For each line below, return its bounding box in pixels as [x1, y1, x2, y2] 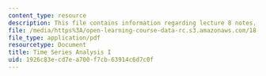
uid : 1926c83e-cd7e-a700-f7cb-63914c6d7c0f [8, 56, 154, 64]
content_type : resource [8, 11, 87, 20]
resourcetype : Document [8, 41, 87, 49]
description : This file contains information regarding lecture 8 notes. [8, 19, 257, 27]
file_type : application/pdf [8, 33, 101, 42]
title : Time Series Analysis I [8, 48, 112, 56]
